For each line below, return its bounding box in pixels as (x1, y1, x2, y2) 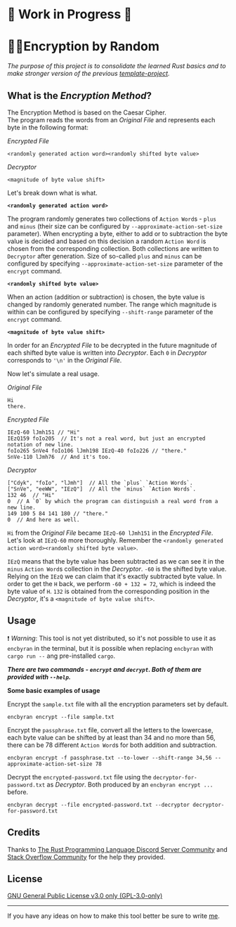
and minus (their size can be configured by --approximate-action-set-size (7, 221, 223, 231)
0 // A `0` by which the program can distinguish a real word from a (7, 498, 218, 505)
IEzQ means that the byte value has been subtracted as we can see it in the (7, 557, 225, 565)
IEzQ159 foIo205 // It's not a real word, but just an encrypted (7, 435, 206, 442)
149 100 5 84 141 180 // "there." (7, 510, 109, 517)
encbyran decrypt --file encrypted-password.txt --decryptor (7, 801, 190, 808)
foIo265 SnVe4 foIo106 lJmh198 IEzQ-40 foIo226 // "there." (7, 447, 188, 454)
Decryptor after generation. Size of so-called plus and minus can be (7, 252, 202, 260)
